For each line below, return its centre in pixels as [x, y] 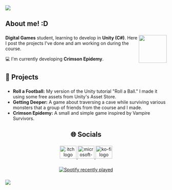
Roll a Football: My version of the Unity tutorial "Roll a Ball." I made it [85, 91]
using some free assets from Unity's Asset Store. [64, 96]
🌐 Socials [86, 134]
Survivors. [24, 118]
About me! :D [27, 24]
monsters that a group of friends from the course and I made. [77, 108]
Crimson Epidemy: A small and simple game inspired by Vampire [81, 113]
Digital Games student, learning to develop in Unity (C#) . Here [71, 38]
